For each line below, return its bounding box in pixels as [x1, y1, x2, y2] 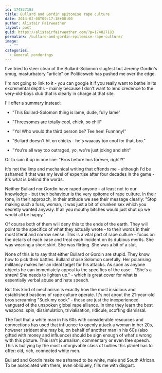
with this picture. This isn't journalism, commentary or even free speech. [5, 337, 150, 343]
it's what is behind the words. [5, 176, 64, 183]
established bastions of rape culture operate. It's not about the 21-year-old [5, 292, 155, 298]
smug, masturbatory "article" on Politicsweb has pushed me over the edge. [5, 71, 156, 77]
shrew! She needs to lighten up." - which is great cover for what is [5, 272, 138, 278]
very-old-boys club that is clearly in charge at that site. [5, 91, 115, 96]
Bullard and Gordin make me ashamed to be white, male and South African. [5, 357, 156, 363]
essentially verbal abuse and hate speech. [5, 277, 90, 283]
